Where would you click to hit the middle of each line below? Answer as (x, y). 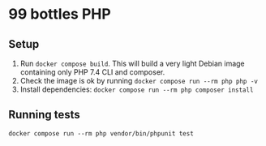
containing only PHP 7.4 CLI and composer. (92, 72)
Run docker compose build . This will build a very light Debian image (132, 63)
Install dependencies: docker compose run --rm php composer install (137, 89)
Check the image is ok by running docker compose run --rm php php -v (139, 81)
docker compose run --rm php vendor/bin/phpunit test (101, 133)
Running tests (45, 115)
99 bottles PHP (60, 14)
